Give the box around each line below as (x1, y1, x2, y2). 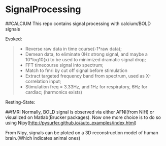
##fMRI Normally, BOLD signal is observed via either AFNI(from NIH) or (5, 109, 154, 115)
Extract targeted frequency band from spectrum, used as (25, 72, 145, 79)
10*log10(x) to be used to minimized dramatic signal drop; (25, 56, 146, 62)
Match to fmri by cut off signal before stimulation (25, 67, 128, 74)
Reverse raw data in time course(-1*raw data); (25, 45, 122, 52)
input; (49, 78, 61, 84)
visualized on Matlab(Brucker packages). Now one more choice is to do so (5, 114, 161, 120)
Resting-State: (5, 99, 36, 105)
